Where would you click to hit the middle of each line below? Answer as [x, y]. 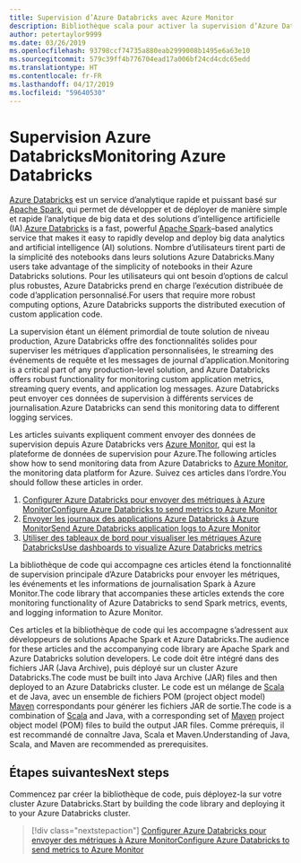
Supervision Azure [80, 137]
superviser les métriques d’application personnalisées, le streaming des [142, 351]
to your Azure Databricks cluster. [70, 814]
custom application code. [56, 314]
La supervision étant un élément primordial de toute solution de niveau [140, 332]
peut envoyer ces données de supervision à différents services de [131, 398]
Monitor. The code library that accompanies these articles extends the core [147, 594]
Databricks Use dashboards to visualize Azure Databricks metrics [142, 547]
